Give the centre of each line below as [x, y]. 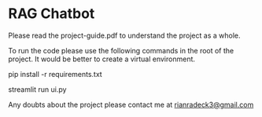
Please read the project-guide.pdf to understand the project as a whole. [124, 35]
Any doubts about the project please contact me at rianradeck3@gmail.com [131, 104]
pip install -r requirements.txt [55, 74]
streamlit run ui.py [37, 89]
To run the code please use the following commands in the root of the [121, 50]
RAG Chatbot [52, 14]
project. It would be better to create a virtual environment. [101, 59]
